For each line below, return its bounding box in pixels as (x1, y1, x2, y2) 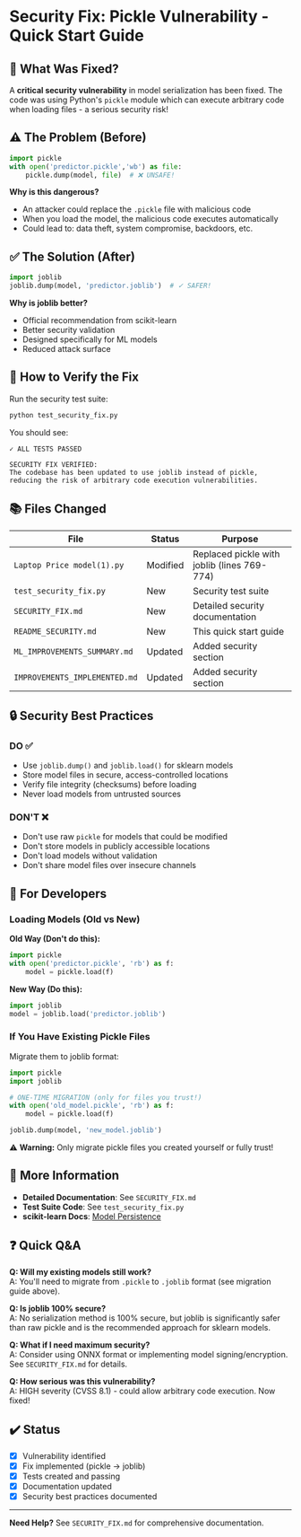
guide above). (9, 1286, 61, 1296)
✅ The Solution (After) (9, 249, 136, 264)
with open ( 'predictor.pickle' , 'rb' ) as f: (9, 959, 175, 969)
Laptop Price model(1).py (13, 559, 125, 570)
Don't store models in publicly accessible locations (21, 841, 211, 852)
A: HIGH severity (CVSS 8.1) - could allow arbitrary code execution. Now (9, 1385, 276, 1396)
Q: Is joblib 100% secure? (9, 1303, 107, 1313)
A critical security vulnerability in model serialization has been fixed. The (9, 85, 283, 95)
